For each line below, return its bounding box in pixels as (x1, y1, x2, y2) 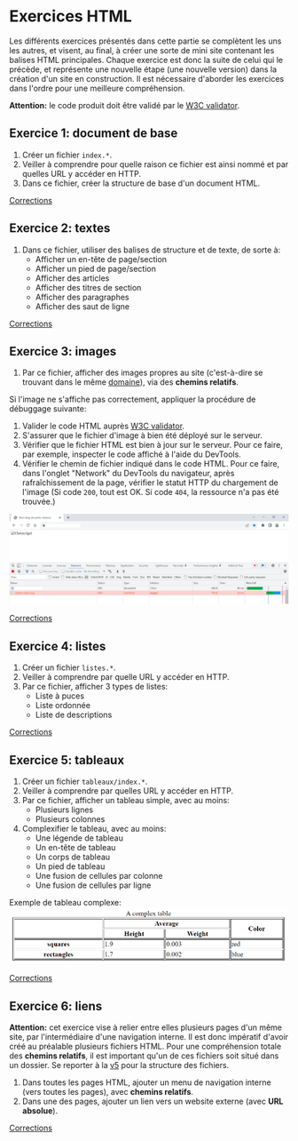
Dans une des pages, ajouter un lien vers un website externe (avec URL (21, 1096, 284, 1106)
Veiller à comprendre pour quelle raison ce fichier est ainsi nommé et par (21, 158, 289, 170)
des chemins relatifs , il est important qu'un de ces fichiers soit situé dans (9, 1050, 279, 1061)
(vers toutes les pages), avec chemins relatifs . (21, 1086, 193, 1097)
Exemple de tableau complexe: (9, 897, 122, 907)
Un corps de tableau (35, 851, 111, 862)
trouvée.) (21, 496, 56, 507)
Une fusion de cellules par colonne (35, 870, 163, 881)
